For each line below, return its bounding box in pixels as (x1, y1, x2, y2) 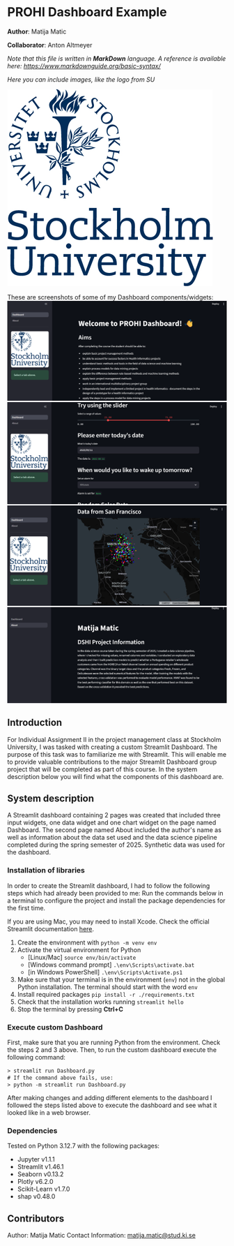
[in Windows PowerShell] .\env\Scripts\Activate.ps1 (27, 967, 183, 976)
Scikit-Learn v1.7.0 (17, 1185, 70, 1194)
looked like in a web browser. (7, 1108, 91, 1117)
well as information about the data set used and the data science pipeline (7, 833, 217, 842)
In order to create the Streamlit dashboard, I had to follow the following (7, 881, 210, 890)
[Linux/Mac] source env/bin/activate (27, 953, 136, 961)
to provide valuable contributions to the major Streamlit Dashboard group (7, 757, 217, 766)
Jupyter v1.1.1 (17, 1155, 55, 1164)
